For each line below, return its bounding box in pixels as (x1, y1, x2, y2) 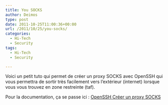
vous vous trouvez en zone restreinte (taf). (5, 84, 95, 90)
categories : (5, 31, 31, 36)
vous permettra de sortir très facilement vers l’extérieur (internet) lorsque (5, 78, 160, 85)
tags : (5, 45, 17, 50)
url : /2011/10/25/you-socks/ (5, 27, 68, 32)
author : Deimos (5, 12, 38, 17)
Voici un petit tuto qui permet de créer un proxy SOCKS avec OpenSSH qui (5, 73, 163, 80)
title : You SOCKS (5, 7, 43, 13)
